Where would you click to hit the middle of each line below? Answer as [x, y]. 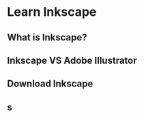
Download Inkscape [50, 84]
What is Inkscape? [47, 37]
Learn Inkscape [52, 12]
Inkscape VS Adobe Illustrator [72, 60]
